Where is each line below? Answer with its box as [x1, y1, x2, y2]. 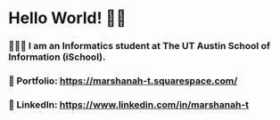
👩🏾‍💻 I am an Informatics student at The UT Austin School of [8, 40, 271, 52]
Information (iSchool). [8, 51, 106, 63]
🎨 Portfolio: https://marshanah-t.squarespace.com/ [8, 75, 238, 87]
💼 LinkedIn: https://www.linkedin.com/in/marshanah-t [8, 98, 250, 110]
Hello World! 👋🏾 [8, 8, 127, 28]
